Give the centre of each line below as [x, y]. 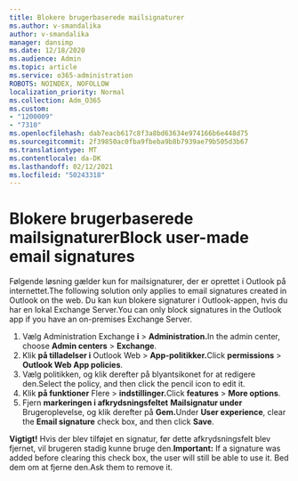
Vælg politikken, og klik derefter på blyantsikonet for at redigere [139, 374]
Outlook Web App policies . [72, 365]
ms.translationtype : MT [53, 150]
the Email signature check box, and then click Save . [118, 422]
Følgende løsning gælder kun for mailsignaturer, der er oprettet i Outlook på [148, 281]
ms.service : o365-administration [71, 76]
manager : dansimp [41, 42]
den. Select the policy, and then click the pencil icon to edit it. [134, 384]
